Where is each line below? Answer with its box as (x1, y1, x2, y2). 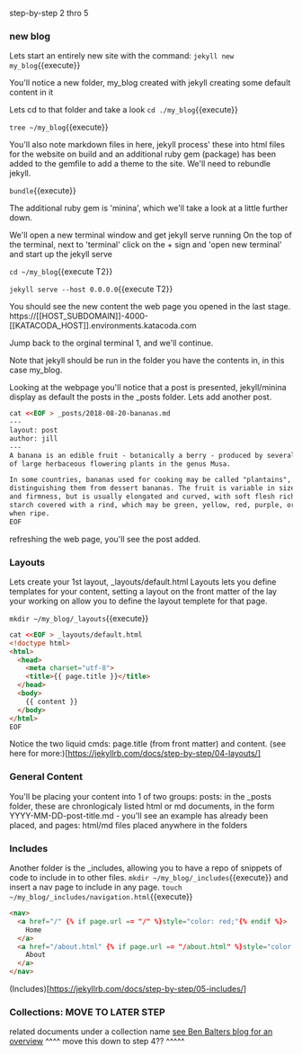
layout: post (9, 426, 58, 435)
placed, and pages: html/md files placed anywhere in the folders (9, 819, 248, 830)
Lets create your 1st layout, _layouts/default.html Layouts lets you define (9, 576, 277, 587)
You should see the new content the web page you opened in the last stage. (9, 301, 291, 312)
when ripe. (9, 508, 50, 518)
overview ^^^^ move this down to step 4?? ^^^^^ (9, 1036, 185, 1047)
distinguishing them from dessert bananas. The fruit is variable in (9, 484, 276, 493)
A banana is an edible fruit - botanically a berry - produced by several (9, 451, 296, 460)
